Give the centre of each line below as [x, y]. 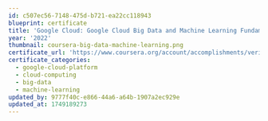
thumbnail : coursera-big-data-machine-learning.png [96, 45]
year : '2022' [30, 38]
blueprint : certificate [48, 23]
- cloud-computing [46, 75]
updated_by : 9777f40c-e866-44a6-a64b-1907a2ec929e [94, 97]
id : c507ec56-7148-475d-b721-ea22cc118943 [80, 16]
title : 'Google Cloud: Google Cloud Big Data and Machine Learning [123, 30]
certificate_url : [37, 53]
